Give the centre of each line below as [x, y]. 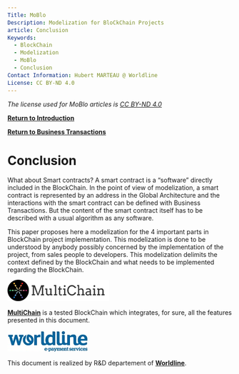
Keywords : [22, 38]
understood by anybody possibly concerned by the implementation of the [116, 247]
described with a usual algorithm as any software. [81, 218]
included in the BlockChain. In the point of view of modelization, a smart [113, 188]
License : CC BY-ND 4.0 [41, 83]
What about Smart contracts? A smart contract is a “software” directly [110, 180]
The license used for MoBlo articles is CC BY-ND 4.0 [85, 104]
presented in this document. [49, 320]
